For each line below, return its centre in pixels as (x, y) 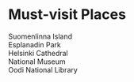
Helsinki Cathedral (38, 53)
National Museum (37, 61)
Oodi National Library (43, 69)
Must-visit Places (67, 15)
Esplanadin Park (34, 44)
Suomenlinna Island (40, 36)
